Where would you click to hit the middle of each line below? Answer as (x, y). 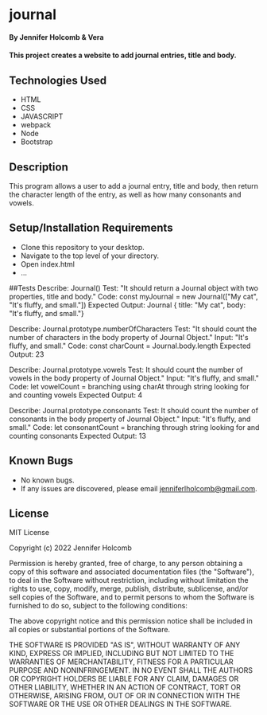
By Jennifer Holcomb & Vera (56, 37)
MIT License (29, 533)
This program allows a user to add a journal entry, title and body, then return (134, 186)
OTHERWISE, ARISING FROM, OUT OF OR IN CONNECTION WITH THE (125, 696)
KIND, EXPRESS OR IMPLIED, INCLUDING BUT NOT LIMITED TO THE (122, 654)
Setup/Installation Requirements (91, 228)
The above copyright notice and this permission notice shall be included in (131, 621)
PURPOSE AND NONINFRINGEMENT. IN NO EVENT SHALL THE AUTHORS (131, 670)
